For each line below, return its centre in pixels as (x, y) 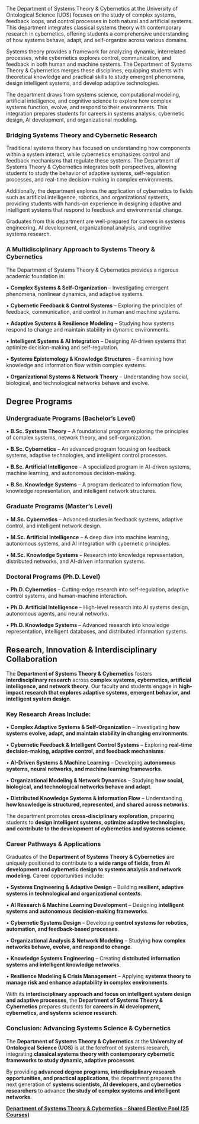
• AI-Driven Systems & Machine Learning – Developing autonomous (91, 762)
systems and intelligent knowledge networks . (64, 965)
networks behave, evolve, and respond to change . (69, 947)
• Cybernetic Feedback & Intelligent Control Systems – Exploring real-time (99, 744)
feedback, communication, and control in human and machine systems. (93, 311)
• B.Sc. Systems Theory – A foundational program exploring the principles (97, 431)
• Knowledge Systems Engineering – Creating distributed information (93, 959)
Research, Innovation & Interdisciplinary (82, 650)
